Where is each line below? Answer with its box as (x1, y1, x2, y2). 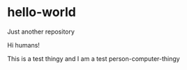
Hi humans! (7, 41, 40, 49)
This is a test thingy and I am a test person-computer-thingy (7, 54, 180, 63)
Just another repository (7, 27, 75, 36)
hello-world (7, 4, 77, 20)
